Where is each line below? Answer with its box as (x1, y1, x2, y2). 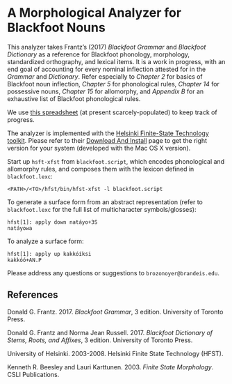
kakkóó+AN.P (7, 256, 42, 263)
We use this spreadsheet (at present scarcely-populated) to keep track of (7, 108, 217, 116)
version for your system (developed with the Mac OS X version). (7, 144, 191, 152)
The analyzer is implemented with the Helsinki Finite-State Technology (7, 129, 210, 137)
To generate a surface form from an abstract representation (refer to (7, 197, 203, 206)
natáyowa (7, 224, 33, 231)
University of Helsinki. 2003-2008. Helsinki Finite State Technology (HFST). (7, 349, 224, 358)
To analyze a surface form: (7, 237, 85, 245)
